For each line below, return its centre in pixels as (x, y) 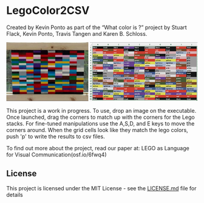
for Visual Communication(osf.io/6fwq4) (56, 155)
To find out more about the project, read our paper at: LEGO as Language (98, 148)
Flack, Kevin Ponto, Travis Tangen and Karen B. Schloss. (77, 33)
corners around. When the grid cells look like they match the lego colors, (97, 130)
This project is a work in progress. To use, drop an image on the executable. (101, 110)
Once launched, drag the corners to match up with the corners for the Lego (101, 117)
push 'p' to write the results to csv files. (56, 136)
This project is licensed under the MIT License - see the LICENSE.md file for (101, 188)
